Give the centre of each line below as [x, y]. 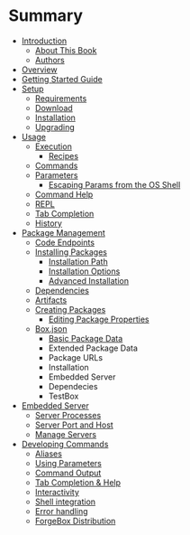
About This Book [66, 50]
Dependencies [62, 290]
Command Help [64, 194]
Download [54, 108]
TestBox [63, 396]
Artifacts [51, 300]
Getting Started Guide [62, 79]
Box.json [51, 329]
